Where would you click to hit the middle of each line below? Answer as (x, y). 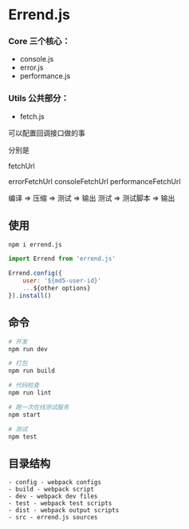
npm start (25, 415)
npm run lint (30, 393)
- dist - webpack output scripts (64, 511)
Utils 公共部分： (39, 98)
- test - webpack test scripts (60, 503)
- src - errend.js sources (53, 518)
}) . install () (30, 295)
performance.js (45, 76)
